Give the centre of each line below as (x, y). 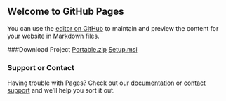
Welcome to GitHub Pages (66, 12)
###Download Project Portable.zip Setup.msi (73, 49)
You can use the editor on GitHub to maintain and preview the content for (113, 28)
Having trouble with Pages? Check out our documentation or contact (106, 83)
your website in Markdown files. (53, 36)
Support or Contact (41, 67)
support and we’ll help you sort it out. (61, 90)
